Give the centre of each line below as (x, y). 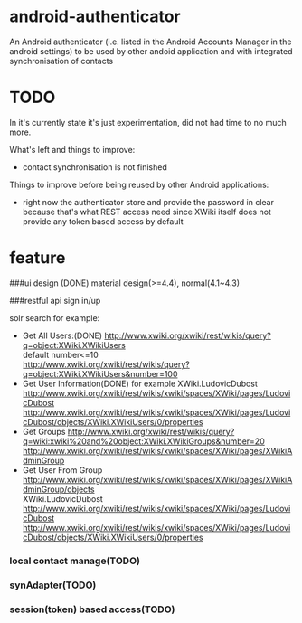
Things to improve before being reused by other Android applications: (139, 184)
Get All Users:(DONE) (62, 335)
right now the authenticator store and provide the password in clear (148, 202)
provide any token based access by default (103, 221)
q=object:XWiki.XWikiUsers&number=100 (100, 373)
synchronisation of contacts (61, 61)
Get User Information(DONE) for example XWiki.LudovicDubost (140, 383)
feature (38, 258)
